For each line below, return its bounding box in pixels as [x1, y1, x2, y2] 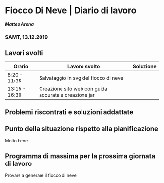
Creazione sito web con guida [39, 85, 107, 92]
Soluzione [132, 63, 157, 70]
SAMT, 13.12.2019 [5, 34, 48, 41]
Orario [13, 63, 29, 70]
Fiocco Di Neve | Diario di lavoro [5, 5, 137, 16]
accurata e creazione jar [39, 91, 95, 98]
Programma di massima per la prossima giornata [5, 152, 156, 160]
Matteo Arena [5, 21, 34, 27]
